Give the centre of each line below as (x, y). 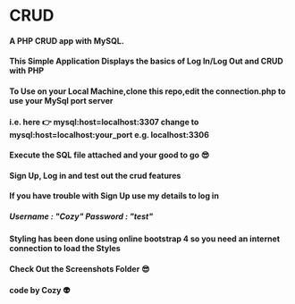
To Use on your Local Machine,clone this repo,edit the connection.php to (147, 91)
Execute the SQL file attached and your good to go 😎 (110, 155)
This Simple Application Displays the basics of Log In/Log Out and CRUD (146, 61)
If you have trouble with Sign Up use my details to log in (114, 196)
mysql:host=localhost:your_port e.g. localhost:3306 (110, 134)
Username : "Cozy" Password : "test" (81, 216)
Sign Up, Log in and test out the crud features (95, 175)
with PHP (27, 71)
